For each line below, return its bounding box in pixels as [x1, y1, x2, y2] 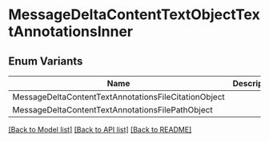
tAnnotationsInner [8, 22, 134, 41]
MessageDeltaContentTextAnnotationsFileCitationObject [12, 92, 226, 102]
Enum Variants [8, 54, 83, 68]
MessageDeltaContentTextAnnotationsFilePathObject [12, 105, 214, 115]
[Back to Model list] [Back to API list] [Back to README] [8, 125, 192, 134]
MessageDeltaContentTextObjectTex [8, 6, 260, 24]
